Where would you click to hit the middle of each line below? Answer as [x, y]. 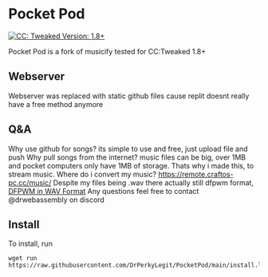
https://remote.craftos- [196, 174]
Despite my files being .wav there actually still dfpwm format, [153, 182]
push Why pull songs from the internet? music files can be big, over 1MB [127, 157]
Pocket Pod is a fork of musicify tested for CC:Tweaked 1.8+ [107, 51]
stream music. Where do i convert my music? [83, 174]
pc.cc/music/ [30, 182]
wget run [23, 259]
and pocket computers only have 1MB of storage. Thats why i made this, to [131, 165]
